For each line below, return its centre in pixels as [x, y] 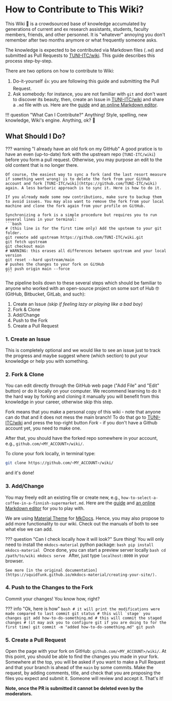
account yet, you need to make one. [43, 428]
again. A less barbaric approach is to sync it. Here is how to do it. [83, 188]
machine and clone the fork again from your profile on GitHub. [75, 206]
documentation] [81, 570]
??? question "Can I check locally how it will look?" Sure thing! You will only [85, 539]
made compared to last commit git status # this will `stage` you [78, 614]
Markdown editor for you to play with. [45, 508]
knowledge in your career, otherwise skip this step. [59, 402]
